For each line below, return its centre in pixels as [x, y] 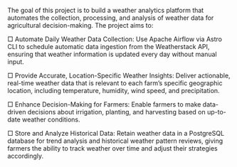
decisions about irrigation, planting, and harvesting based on [116, 112]
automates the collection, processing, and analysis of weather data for [111, 18]
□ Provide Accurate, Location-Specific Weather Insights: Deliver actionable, [119, 75]
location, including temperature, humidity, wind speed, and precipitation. [114, 91]
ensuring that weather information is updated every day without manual [112, 54]
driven [17, 112]
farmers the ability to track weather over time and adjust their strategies [113, 148]
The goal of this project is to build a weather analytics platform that [106, 10]
